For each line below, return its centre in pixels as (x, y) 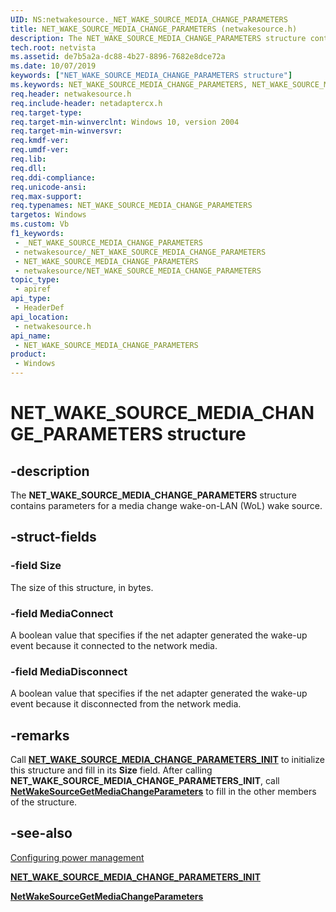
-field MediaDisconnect (69, 671)
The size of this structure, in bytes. (82, 587)
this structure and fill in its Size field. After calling (111, 770)
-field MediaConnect (62, 613)
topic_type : (35, 280)
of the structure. (44, 802)
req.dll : (28, 168)
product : (28, 354)
